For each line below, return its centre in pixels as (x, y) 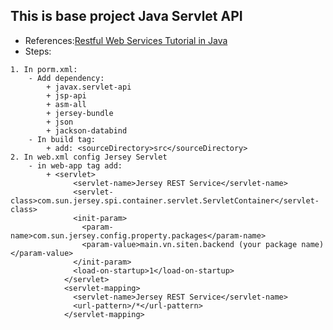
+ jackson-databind (87, 130)
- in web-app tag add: (75, 165)
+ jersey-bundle (80, 113)
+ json (60, 122)
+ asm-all (66, 104)
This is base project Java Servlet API (126, 16)
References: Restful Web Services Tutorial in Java (126, 40)
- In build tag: (62, 139)
